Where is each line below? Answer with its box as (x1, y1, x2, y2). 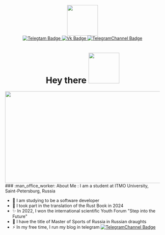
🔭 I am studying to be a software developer (12, 197, 100, 203)
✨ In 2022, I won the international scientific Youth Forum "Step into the (12, 208, 156, 213)
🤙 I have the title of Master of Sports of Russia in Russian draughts (12, 218, 146, 224)
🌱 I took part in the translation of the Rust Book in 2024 (12, 203, 124, 209)
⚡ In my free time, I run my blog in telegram (12, 224, 100, 230)
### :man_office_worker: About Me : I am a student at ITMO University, (5, 183, 149, 188)
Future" (12, 213, 28, 219)
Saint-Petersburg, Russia (5, 188, 55, 194)
